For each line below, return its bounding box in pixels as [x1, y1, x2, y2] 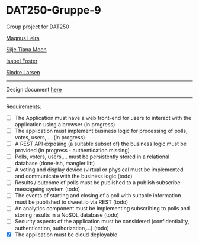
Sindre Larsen [6, 69, 40, 76]
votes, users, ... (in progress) [14, 134, 85, 141]
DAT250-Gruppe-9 [6, 4, 102, 17]
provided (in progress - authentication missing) [14, 147, 130, 154]
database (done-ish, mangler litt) [14, 160, 95, 167]
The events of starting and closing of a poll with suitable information [14, 192, 181, 199]
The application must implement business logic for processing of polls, [14, 128, 188, 134]
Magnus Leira [6, 34, 40, 41]
